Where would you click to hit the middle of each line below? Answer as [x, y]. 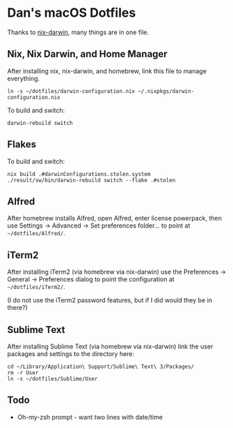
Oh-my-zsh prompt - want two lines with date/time [90, 417]
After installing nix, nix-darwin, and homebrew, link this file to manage [107, 71]
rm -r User [23, 373]
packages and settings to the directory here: [71, 354]
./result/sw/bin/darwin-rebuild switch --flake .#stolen [91, 180]
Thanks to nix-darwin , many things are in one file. [78, 32]
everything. [24, 78]
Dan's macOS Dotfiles [72, 13]
